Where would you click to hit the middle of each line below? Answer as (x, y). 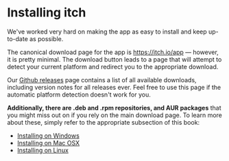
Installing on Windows (48, 136)
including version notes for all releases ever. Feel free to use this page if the (114, 87)
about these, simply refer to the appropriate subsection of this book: (104, 122)
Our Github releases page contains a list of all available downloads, (102, 79)
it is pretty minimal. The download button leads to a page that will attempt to (114, 59)
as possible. (47, 38)
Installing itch (47, 13)
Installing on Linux (43, 150)
